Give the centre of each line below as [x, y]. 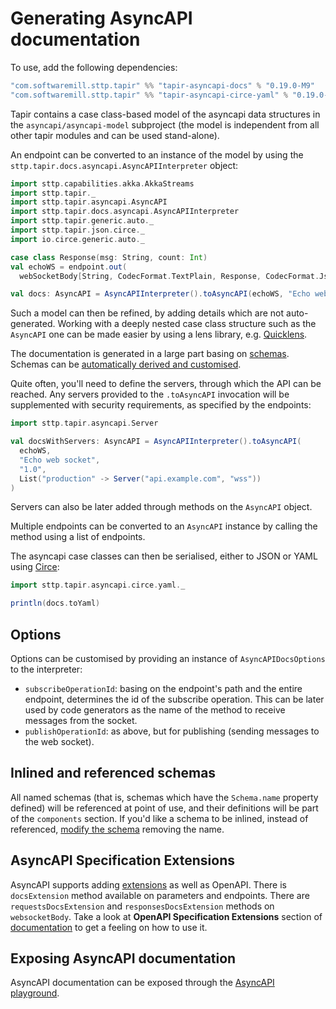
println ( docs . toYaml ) [55, 603]
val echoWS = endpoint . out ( [69, 267]
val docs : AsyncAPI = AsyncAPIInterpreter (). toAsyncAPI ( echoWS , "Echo [160, 294]
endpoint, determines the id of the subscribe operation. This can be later [174, 699]
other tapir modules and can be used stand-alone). [115, 135]
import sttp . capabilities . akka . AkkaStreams [102, 183]
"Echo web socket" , [60, 460]
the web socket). [59, 741]
